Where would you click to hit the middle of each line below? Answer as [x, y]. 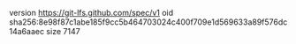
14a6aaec [27, 31]
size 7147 [64, 31]
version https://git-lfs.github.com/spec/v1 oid [91, 13]
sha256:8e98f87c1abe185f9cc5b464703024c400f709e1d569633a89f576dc [148, 22]
